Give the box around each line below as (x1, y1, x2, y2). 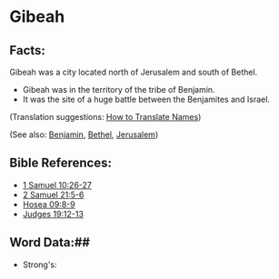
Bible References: (9, 155, 112, 171)
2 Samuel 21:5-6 (22, 189, 85, 200)
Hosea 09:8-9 (22, 198, 75, 210)
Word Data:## (9, 234, 91, 251)
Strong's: (22, 259, 57, 270)
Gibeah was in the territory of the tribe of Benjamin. (22, 85, 215, 95)
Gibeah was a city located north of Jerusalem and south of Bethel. (9, 66, 258, 77)
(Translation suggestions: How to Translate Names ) (9, 112, 202, 122)
